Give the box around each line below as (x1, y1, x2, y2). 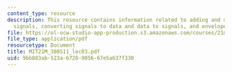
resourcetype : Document (7, 42, 76, 49)
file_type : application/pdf (7, 36, 88, 43)
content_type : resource (7, 10, 76, 17)
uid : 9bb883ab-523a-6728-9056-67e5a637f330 (7, 55, 135, 62)
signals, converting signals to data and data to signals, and (13, 23, 199, 29)
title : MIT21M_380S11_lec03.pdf (7, 49, 100, 56)
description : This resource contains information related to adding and (7, 16, 221, 23)
